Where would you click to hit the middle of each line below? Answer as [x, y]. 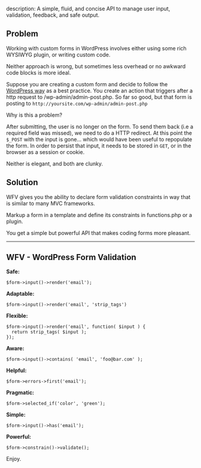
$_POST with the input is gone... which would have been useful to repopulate [99, 139]
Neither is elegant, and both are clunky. [55, 164]
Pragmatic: [20, 392]
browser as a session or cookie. [45, 152]
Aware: [15, 348]
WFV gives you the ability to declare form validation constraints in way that [98, 197]
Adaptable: [20, 294]
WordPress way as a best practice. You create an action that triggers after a [100, 90]
